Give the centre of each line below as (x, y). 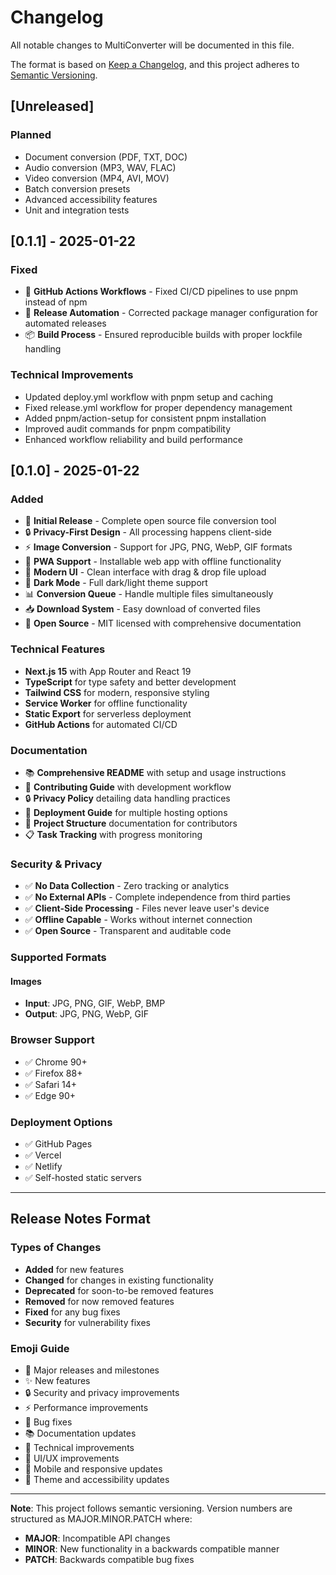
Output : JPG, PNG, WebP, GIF (86, 1014)
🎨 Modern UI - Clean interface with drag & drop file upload (145, 572)
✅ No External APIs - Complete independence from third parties (157, 897)
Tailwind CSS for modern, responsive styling (117, 692)
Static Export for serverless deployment (108, 713)
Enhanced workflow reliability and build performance (133, 439)
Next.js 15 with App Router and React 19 (108, 671)
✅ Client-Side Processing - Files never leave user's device (147, 908)
